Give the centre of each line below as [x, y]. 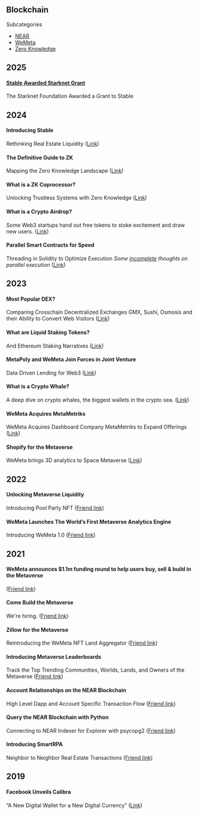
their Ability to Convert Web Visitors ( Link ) [58, 319]
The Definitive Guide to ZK [40, 157]
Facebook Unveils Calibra [39, 792]
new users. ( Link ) [28, 231]
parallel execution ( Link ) [36, 265]
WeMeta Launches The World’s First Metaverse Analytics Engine [89, 522]
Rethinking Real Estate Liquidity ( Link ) [53, 144]
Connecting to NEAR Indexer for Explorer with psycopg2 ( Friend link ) [91, 730]
